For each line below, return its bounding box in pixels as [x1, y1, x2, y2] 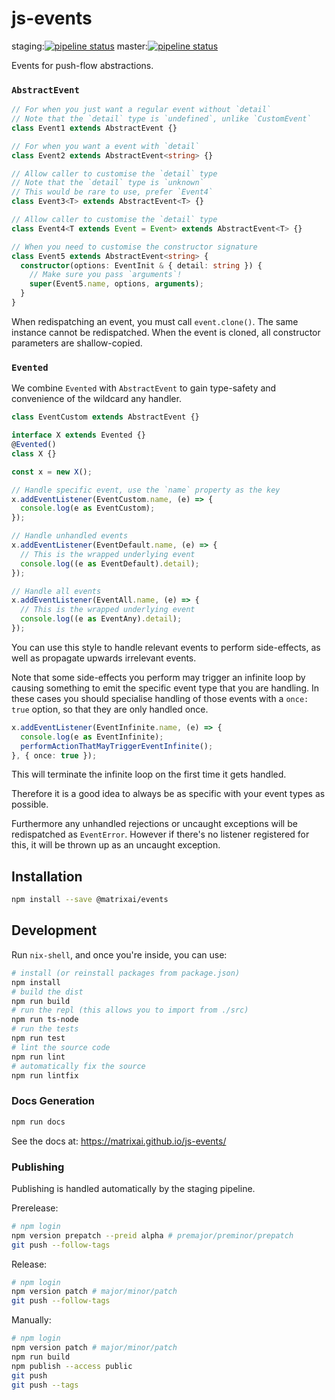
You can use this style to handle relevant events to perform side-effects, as [11, 641, 321, 653]
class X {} [11, 448, 57, 459]
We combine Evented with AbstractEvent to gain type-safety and [11, 382, 277, 394]
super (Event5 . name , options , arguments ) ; [29, 279, 204, 289]
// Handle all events [11, 586, 102, 596]
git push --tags [11, 1380, 79, 1390]
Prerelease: [11, 1202, 59, 1214]
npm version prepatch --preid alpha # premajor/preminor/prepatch [11, 1230, 294, 1241]
